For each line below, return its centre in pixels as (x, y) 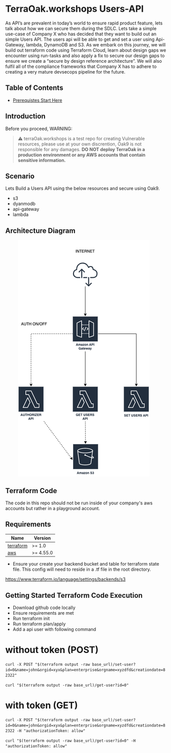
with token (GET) (42, 706)
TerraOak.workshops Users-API (75, 9)
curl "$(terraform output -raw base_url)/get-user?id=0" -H (71, 741)
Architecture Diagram (40, 230)
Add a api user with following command (54, 629)
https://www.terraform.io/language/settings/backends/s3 (66, 579)
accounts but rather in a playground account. (53, 508)
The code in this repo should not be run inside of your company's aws (79, 503)
